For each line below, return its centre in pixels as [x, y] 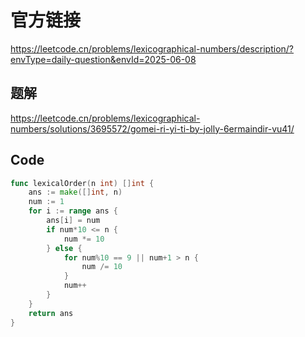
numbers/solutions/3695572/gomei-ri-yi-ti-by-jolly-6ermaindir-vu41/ [152, 128]
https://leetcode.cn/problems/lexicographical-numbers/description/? [152, 48]
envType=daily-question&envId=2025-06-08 [103, 59]
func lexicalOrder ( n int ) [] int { [82, 183]
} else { [64, 248]
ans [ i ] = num [73, 221]
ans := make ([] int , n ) [75, 192]
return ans [51, 313]
